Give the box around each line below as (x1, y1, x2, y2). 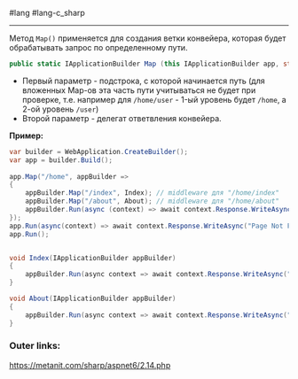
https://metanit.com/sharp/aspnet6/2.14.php (9, 360, 171, 370)
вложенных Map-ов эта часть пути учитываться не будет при (21, 84, 256, 96)
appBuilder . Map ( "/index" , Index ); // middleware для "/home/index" (25, 189, 279, 197)
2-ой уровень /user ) (21, 104, 99, 114)
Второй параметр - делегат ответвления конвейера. (21, 112, 222, 123)
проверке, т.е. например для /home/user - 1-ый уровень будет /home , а (21, 94, 286, 104)
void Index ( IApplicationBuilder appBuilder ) (9, 253, 176, 262)
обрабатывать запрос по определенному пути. (9, 43, 188, 52)
